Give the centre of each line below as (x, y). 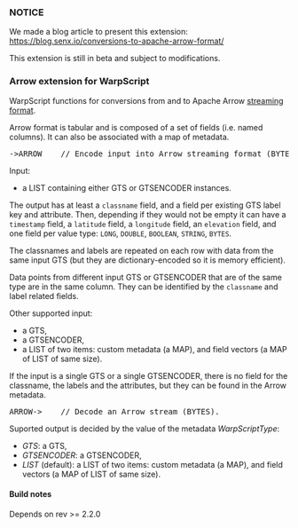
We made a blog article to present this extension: (99, 32)
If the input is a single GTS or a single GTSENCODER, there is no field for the (149, 375)
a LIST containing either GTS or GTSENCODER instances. (127, 187)
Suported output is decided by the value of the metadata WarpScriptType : (145, 429)
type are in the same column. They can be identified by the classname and (144, 287)
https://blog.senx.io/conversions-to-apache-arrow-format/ (117, 41)
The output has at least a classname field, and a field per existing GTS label (145, 205)
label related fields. (44, 296)
